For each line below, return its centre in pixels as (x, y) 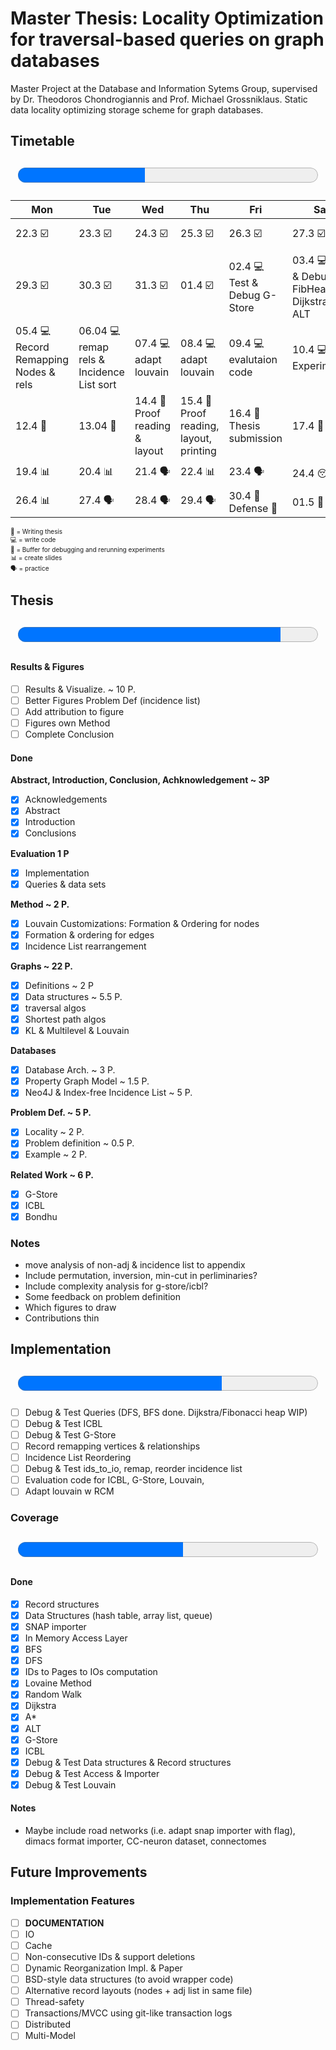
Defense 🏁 (253, 508)
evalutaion (253, 359)
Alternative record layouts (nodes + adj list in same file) (138, 1991)
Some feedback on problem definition (102, 1297)
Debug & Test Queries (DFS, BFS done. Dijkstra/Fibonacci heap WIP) (166, 1412)
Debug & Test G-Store (70, 1434)
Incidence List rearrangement (85, 946)
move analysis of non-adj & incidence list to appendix (135, 1265)
